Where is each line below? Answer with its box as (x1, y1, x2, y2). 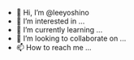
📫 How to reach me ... (15, 43, 92, 52)
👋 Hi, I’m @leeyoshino (15, 8, 89, 17)
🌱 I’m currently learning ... (15, 25, 103, 34)
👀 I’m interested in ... (15, 16, 85, 26)
